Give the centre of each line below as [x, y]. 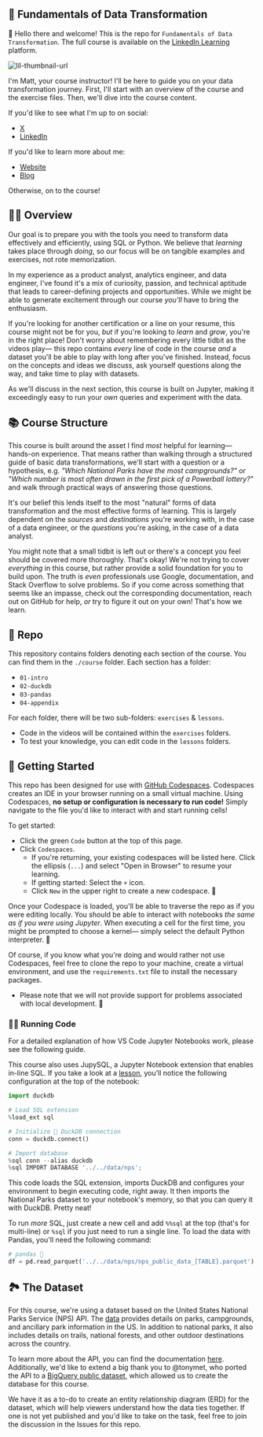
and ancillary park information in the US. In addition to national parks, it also [131, 1327]
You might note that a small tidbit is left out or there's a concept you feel [124, 551]
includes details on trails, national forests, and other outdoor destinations [126, 1335]
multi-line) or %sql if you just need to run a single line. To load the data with [129, 1231]
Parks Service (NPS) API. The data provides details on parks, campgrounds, [131, 1318]
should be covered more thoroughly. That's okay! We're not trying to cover [129, 560]
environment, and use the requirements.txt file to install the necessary [123, 972]
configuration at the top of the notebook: [74, 1081]
